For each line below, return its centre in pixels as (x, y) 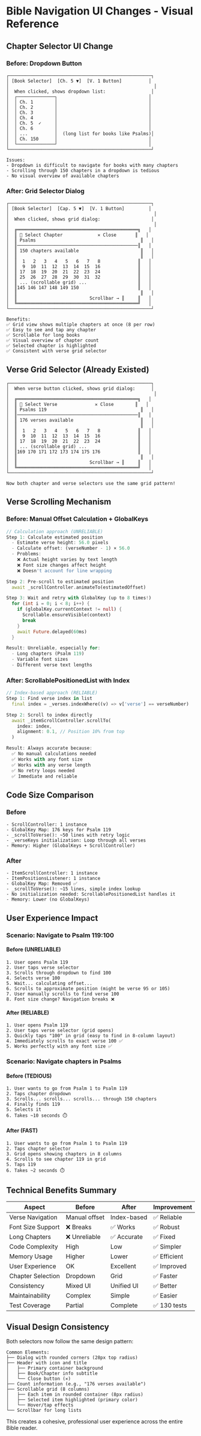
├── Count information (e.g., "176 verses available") (76, 1384)
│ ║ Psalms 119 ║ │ (80, 410)
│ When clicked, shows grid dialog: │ (80, 219)
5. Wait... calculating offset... (49, 983)
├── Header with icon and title (46, 1363)
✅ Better (165, 1286)
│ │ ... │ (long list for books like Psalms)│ (80, 134)
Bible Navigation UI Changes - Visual (100, 11)
